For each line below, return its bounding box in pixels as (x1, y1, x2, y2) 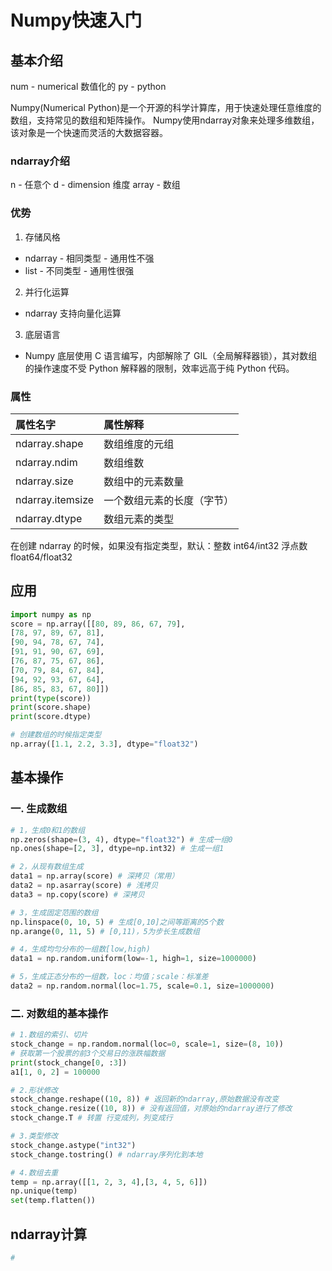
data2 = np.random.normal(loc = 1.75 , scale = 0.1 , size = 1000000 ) (10, 981, 275, 991)
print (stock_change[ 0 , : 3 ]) (10, 1057, 128, 1068)
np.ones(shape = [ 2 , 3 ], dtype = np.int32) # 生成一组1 (10, 844, 225, 854)
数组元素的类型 (103, 512, 175, 526)
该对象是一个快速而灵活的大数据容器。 (10, 127, 168, 138)
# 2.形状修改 (10, 1085, 59, 1095)
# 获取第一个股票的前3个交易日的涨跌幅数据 (10, 1048, 166, 1058)
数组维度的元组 (103, 437, 175, 451)
